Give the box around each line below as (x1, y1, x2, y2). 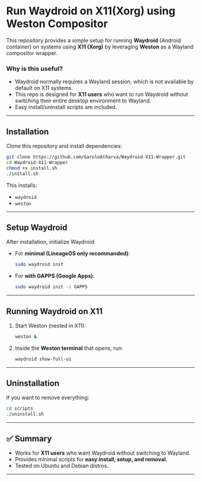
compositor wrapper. (6, 49, 58, 56)
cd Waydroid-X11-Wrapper (6, 159, 68, 165)
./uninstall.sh (6, 412, 44, 418)
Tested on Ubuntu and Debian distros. (14, 462, 109, 470)
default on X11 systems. (14, 84, 74, 92)
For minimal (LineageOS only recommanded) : (14, 250, 130, 257)
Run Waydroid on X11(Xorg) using (6, 4, 175, 18)
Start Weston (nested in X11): (14, 322, 86, 329)
